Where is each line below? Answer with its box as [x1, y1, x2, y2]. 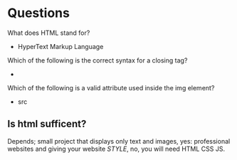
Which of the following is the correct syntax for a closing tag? [7, 55, 188, 65]
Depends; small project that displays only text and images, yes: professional [7, 137, 231, 145]
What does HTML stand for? [7, 28, 90, 37]
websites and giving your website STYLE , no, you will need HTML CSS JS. [7, 144, 226, 153]
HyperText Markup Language [17, 42, 104, 50]
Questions [7, 5, 70, 21]
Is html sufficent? [7, 118, 87, 130]
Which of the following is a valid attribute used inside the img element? [7, 83, 215, 92]
